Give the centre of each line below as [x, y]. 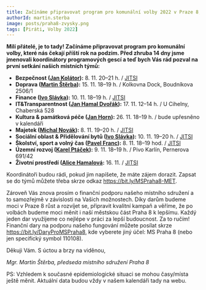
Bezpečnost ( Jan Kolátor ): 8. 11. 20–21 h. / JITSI [76, 78]
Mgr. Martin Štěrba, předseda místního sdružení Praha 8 [78, 262]
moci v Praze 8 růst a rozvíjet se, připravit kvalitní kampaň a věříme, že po [100, 206]
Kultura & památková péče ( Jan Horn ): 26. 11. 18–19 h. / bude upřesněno [107, 117]
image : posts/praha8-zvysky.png [48, 23]
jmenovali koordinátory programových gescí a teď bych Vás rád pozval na [102, 59]
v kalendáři [29, 124]
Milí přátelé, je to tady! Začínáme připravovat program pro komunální [96, 47]
